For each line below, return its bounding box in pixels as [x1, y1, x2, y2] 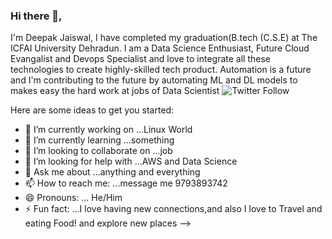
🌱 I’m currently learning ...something [24, 134, 175, 146]
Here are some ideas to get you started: [10, 104, 175, 116]
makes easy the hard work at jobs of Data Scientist [10, 85, 220, 97]
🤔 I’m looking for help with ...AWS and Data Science [24, 155, 238, 168]
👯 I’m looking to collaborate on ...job [24, 145, 173, 157]
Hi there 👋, [10, 9, 63, 23]
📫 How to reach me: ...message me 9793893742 [24, 177, 228, 189]
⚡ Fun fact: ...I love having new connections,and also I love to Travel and [24, 203, 323, 215]
